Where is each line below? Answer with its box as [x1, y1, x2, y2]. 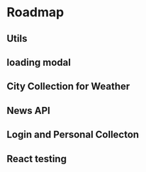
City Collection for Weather [6, 81, 130, 93]
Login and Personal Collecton [6, 129, 140, 141]
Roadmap [6, 4, 64, 21]
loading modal [6, 56, 72, 68]
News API [6, 104, 50, 117]
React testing [6, 153, 67, 165]
